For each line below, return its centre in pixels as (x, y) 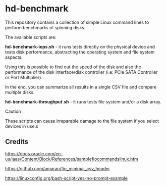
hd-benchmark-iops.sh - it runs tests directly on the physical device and (80, 46)
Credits (17, 142)
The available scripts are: (31, 37)
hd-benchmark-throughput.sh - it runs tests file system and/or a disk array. (83, 101)
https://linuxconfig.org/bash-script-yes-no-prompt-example (66, 178)
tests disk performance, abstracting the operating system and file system (80, 52)
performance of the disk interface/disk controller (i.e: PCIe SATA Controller (82, 72)
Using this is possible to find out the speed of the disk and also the (73, 67)
